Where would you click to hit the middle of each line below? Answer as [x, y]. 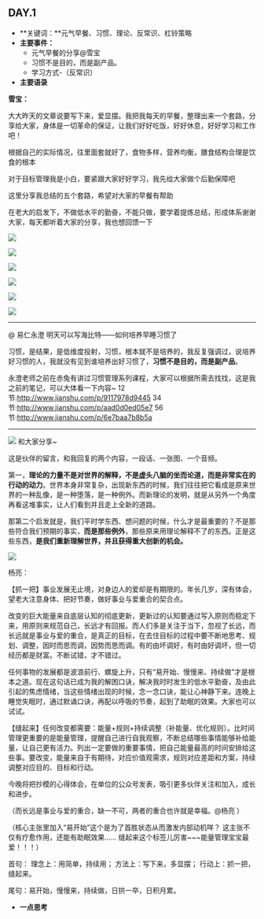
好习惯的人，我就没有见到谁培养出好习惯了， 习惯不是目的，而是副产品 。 [125, 361]
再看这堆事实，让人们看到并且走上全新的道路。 [84, 504]
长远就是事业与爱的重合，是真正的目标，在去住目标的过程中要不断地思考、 [128, 635]
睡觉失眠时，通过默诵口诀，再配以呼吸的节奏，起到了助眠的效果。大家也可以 [132, 701]
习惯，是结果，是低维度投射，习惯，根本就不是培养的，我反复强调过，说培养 [132, 351]
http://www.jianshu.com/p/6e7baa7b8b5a [84, 417]
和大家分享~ [37, 441]
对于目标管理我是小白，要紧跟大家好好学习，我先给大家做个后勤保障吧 [122, 178]
